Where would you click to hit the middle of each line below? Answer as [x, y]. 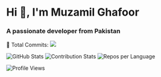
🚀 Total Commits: [27, 45]
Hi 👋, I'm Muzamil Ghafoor [73, 12]
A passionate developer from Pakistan [63, 31]
